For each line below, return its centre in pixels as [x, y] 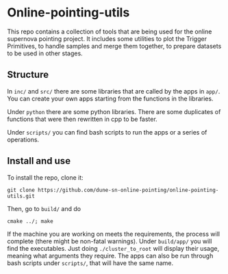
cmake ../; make [30, 221]
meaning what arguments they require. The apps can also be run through [110, 256]
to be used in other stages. [45, 53]
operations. [23, 139]
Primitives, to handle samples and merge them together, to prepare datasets [114, 46]
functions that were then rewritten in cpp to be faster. [82, 119]
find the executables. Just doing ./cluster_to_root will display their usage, [113, 248]
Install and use [39, 161]
